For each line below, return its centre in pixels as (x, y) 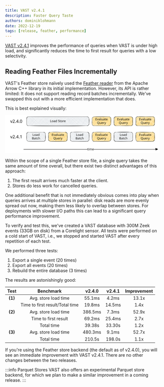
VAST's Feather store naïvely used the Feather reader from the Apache (77, 83)
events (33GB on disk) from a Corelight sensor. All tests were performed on (81, 231)
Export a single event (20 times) (44, 260)
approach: (15, 171)
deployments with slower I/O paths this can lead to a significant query (75, 211)
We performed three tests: (32, 251)
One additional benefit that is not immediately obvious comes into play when (82, 195)
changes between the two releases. (41, 361)
